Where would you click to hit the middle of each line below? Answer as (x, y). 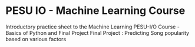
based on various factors (36, 39)
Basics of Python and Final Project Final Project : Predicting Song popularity (97, 32)
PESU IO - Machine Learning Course (95, 11)
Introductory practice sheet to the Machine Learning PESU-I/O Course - (93, 27)
